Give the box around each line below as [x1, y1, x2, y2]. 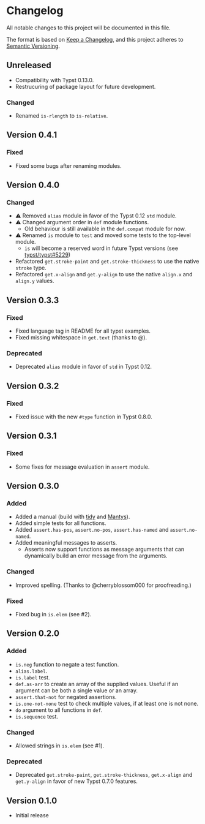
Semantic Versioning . [6, 42, 60, 50]
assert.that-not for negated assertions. [15, 693, 117, 700]
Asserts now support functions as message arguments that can [24, 546, 185, 553]
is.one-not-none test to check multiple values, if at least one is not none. [15, 700, 199, 707]
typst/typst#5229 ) [24, 251, 71, 259]
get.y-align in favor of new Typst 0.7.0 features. [15, 777, 138, 785]
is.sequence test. [15, 712, 59, 720]
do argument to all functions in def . [15, 706, 103, 714]
